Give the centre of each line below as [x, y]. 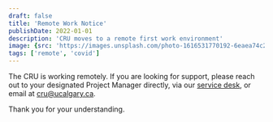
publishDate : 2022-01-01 [50, 31]
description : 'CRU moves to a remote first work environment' [116, 38]
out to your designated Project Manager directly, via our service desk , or [130, 85]
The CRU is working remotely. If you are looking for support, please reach [132, 76]
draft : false [30, 16]
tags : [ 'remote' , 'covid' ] [54, 53]
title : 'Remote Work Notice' [58, 23]
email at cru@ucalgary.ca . [52, 93]
